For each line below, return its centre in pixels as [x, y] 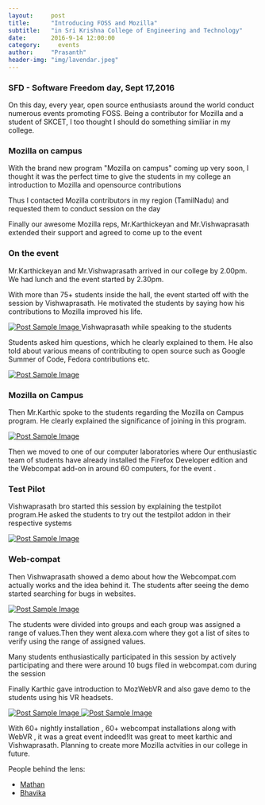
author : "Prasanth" [48, 52]
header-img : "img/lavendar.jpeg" [63, 60]
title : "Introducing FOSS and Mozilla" [83, 23]
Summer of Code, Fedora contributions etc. [79, 359]
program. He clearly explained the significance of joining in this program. [127, 421]
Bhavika [33, 792]
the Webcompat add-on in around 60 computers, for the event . [112, 469]
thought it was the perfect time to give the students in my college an [120, 176]
